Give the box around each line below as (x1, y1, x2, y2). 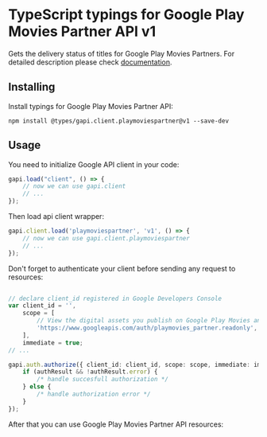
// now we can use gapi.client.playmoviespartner (22, 234, 191, 242)
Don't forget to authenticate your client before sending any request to (8, 263, 236, 273)
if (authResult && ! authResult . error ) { (22, 368, 158, 376)
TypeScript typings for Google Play (8, 6, 245, 24)
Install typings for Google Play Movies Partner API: (8, 101, 173, 111)
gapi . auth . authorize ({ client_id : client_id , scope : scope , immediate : (8, 361, 250, 369)
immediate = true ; (22, 338, 83, 347)
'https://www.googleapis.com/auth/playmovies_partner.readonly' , (37, 324, 258, 332)
